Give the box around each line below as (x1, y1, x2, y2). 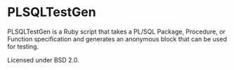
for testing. (7, 42, 39, 50)
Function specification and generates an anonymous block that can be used (7, 34, 227, 43)
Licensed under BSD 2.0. (7, 55, 79, 64)
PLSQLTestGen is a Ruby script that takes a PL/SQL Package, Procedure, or (7, 27, 226, 36)
